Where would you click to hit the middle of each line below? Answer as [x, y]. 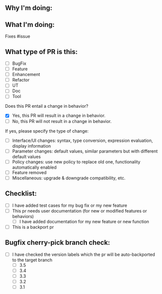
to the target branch [32, 260]
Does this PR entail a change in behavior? [47, 106]
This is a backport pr [33, 227]
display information [31, 146]
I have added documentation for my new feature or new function [84, 221]
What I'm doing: [30, 25]
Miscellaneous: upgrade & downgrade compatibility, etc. [69, 178]
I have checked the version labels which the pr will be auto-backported [83, 254]
